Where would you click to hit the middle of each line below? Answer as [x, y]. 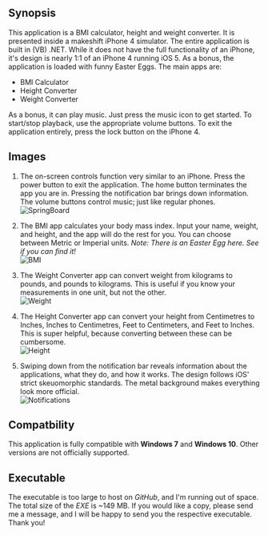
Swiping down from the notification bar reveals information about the [134, 366]
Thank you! [27, 523]
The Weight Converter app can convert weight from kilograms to [126, 275]
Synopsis [32, 13]
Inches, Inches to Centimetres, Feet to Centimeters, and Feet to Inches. [137, 324]
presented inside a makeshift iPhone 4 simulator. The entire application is [129, 41]
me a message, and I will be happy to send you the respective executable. [130, 514]
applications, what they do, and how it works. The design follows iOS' [134, 374]
